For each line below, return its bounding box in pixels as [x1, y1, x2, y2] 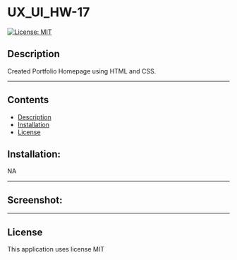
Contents [7, 94, 49, 106]
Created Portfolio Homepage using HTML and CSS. [7, 66, 157, 75]
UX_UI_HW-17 [7, 4, 90, 20]
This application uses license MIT [7, 245, 104, 253]
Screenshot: [7, 194, 63, 206]
